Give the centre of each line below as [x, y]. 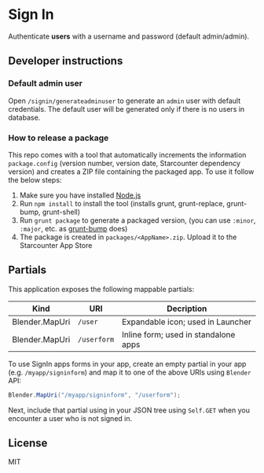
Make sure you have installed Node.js [80, 195]
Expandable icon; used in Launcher [186, 322]
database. [24, 117]
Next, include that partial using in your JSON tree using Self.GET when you [129, 410]
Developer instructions [66, 61]
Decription [187, 309]
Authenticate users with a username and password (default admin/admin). [129, 36]
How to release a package [59, 138]
